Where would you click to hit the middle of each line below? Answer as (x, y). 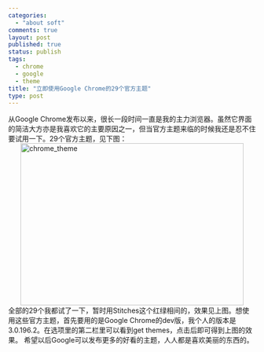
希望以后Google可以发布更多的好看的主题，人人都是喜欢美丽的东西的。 (138, 340)
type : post (26, 96)
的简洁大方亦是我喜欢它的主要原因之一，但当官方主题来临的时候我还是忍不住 (132, 129)
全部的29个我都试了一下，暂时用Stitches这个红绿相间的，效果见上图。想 (125, 310)
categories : (27, 15)
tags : (17, 60)
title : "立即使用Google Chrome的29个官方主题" (80, 88)
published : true (35, 45)
